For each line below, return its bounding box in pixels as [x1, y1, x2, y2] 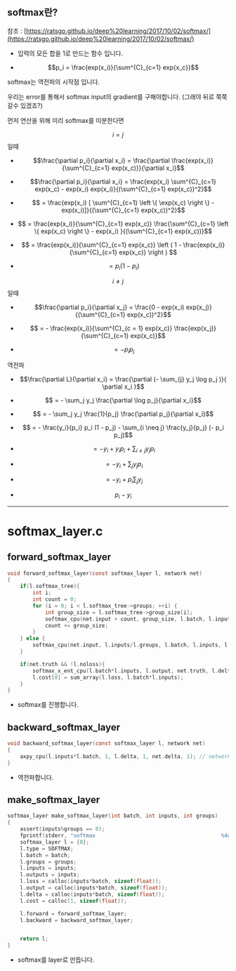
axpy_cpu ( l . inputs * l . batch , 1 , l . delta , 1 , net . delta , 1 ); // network [20, 752, 231, 760]
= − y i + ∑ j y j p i [105, 460, 143, 469]
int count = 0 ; [32, 596, 77, 603]
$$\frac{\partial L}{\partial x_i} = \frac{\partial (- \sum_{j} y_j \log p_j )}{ [20, 375, 227, 384]
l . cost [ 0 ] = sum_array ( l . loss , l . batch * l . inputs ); [32, 674, 184, 681]
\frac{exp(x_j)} [173, 324, 216, 332]
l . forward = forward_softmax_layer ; [20, 910, 128, 917]
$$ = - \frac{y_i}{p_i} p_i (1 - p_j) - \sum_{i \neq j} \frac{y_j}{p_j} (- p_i [22, 424, 225, 432]
